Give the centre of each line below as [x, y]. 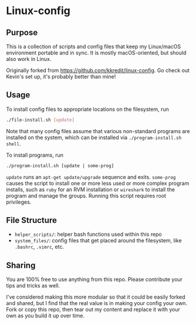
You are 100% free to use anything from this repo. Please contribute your [94, 279]
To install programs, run [35, 155]
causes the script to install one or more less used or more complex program [98, 183]
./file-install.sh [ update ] [40, 120]
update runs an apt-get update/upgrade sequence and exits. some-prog [91, 177]
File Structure [31, 220]
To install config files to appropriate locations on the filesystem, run [87, 109]
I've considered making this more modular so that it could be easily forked [96, 297]
